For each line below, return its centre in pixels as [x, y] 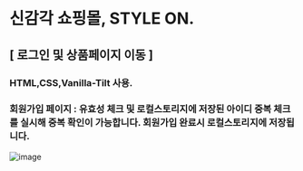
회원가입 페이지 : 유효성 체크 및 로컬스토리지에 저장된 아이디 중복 [141, 109]
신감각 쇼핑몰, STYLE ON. [102, 19]
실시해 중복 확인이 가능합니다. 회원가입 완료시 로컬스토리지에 [143, 123]
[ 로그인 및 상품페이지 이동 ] [82, 55]
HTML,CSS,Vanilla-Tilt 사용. [71, 82]
